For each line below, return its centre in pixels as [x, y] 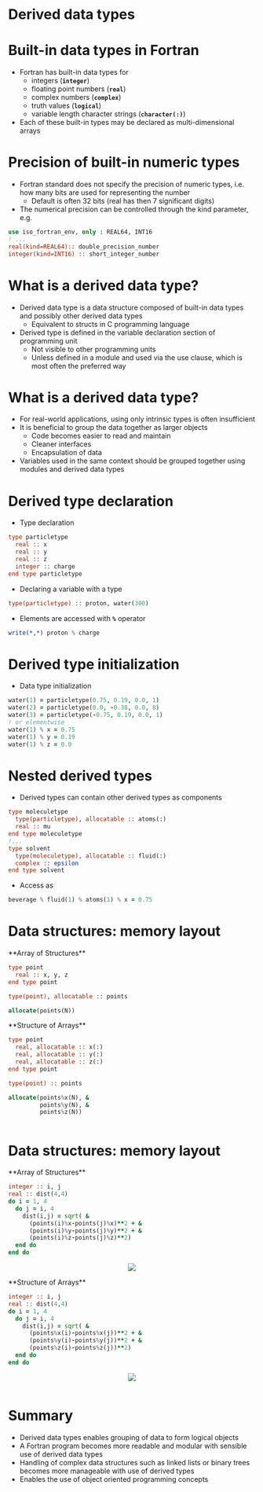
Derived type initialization [94, 664]
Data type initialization [55, 686]
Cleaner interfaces [61, 444]
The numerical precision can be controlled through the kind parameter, [134, 209]
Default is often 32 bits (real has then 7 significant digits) [123, 201]
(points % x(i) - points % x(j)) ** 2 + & [86, 1333]
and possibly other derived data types [81, 315]
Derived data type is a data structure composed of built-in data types [131, 307]
